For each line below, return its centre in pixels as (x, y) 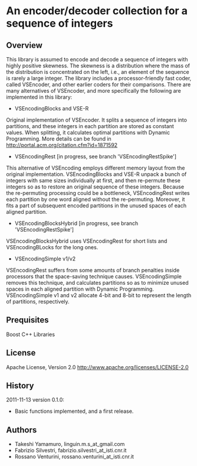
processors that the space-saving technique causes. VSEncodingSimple (94, 276)
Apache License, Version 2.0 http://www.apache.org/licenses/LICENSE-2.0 (97, 367)
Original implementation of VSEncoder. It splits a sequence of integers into (97, 120)
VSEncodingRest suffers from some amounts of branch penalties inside (93, 270)
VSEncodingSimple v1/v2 (45, 259)
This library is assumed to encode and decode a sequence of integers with (97, 59)
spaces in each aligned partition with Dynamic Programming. (80, 289)
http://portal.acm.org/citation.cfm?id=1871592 (62, 145)
